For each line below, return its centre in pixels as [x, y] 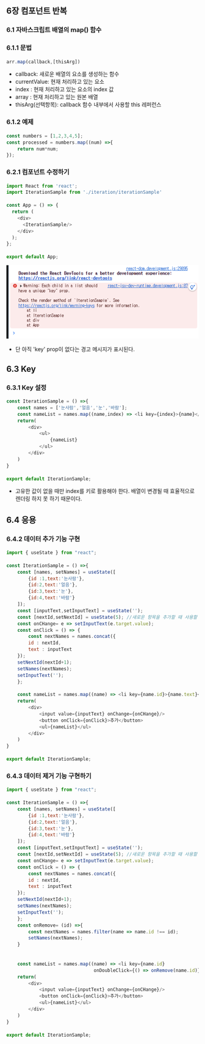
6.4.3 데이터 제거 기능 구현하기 [49, 776]
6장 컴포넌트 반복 [37, 11]
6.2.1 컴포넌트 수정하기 [38, 172]
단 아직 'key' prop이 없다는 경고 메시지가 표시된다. [75, 349]
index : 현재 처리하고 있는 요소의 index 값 [64, 89]
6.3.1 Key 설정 [27, 387]
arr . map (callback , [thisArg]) [43, 62]
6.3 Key [21, 369]
